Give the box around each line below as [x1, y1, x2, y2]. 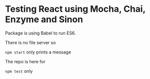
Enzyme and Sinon [5, 14, 83, 25]
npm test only [5, 68, 33, 74]
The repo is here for [5, 58, 46, 64]
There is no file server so [5, 39, 56, 45]
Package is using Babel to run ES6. [5, 30, 76, 36]
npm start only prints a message [5, 49, 72, 55]
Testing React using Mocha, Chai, [5, 3, 146, 15]
